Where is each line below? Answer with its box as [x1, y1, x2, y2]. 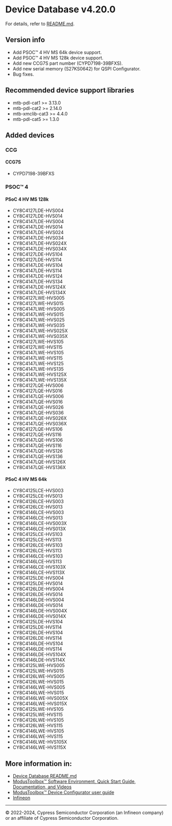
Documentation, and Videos [12, 784, 72, 790]
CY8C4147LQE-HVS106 [12, 437, 63, 443]
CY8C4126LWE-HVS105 [12, 717, 64, 723]
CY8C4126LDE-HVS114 [12, 635, 62, 641]
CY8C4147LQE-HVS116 [12, 442, 62, 448]
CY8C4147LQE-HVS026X [12, 415, 67, 421]
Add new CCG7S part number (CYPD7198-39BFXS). [12, 60, 123, 66]
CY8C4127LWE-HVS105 [12, 338, 64, 345]
